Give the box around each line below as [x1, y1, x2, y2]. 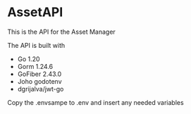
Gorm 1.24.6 [17, 62, 54, 70]
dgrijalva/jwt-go [17, 84, 64, 93]
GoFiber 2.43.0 [17, 70, 62, 78]
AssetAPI [7, 4, 63, 20]
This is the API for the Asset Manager [7, 27, 116, 36]
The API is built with [7, 41, 66, 49]
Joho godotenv [17, 77, 62, 85]
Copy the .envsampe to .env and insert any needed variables [7, 98, 185, 106]
